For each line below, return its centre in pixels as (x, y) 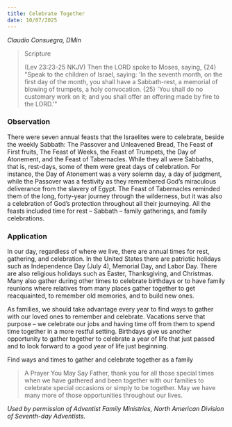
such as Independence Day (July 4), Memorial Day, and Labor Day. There (112, 266)
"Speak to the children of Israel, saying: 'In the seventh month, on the (123, 74)
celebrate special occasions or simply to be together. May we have (120, 388)
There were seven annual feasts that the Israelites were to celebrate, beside (116, 137)
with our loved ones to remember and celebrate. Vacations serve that (106, 316)
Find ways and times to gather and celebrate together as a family (100, 360)
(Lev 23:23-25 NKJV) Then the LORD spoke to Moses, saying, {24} (120, 67)
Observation (29, 122)
